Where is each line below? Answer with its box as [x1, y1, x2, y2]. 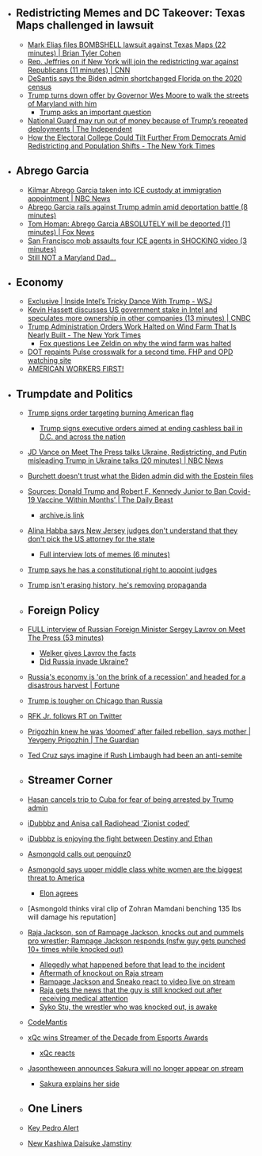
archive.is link [39, 511, 85, 520]
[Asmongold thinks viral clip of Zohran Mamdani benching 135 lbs [27, 904, 241, 913]
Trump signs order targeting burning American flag [27, 408, 194, 418]
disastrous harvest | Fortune [27, 680, 120, 690]
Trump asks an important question [39, 107, 152, 117]
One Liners [27, 1102, 83, 1116]
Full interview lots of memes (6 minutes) [39, 549, 170, 559]
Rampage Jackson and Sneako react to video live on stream [39, 977, 236, 986]
